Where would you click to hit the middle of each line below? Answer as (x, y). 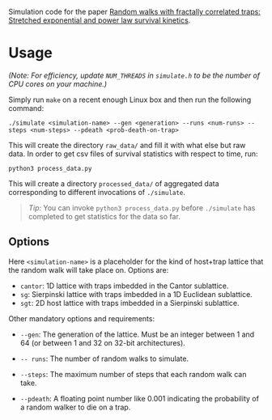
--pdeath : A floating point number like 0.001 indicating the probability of (139, 398)
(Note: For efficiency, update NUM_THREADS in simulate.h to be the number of (134, 75)
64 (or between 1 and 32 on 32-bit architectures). (103, 342)
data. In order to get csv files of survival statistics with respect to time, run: (133, 154)
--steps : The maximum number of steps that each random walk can (133, 374)
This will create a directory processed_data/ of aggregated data (114, 183)
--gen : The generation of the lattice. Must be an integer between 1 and (137, 334)
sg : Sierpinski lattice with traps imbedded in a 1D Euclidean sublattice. (136, 294)
